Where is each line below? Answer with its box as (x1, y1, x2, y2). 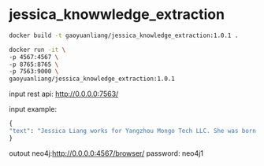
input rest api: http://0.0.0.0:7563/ (9, 89, 119, 99)
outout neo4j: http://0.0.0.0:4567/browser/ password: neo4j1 (9, 148, 204, 158)
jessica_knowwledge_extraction (9, 6, 225, 24)
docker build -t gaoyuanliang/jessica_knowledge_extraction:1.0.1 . (9, 31, 239, 39)
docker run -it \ (9, 46, 66, 53)
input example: (9, 105, 58, 114)
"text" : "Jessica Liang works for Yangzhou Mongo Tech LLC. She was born (9, 127, 257, 135)
